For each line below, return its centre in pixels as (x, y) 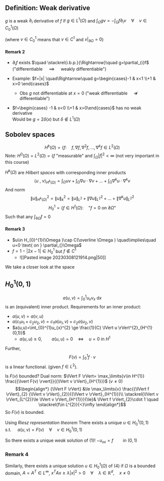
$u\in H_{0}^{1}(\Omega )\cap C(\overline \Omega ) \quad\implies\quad (84, 240)
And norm (15, 190)
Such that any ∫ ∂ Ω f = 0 (28, 217)
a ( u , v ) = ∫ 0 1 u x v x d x (82, 298)
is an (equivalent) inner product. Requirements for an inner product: (73, 306)
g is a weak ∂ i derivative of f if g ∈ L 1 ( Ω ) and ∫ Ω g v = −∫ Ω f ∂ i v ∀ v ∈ (76, 21)
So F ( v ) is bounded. (25, 412)
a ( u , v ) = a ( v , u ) (28, 316)
